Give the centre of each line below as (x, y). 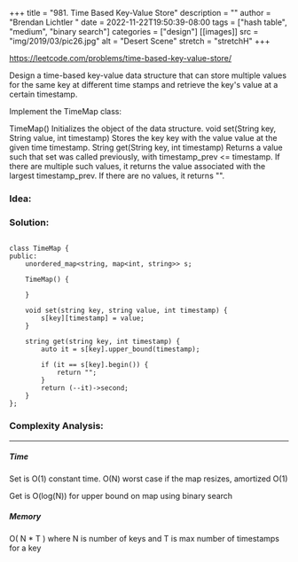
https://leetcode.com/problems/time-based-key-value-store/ (121, 58)
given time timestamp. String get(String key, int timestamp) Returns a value (146, 147)
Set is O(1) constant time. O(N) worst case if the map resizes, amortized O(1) (149, 479)
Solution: (29, 222)
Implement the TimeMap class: (66, 111)
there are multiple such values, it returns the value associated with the (137, 166)
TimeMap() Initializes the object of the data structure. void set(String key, (143, 129)
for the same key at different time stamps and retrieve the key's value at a (144, 85)
